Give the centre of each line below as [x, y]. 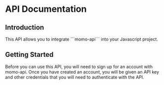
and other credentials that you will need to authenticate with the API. [75, 77]
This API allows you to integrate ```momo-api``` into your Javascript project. [82, 39]
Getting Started [29, 55]
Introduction [25, 27]
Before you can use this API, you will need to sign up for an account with [79, 66]
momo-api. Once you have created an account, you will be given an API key [82, 72]
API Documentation [46, 9]
